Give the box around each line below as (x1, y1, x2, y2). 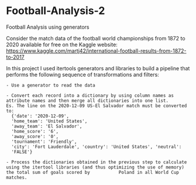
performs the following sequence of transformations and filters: (6, 71, 159, 78)
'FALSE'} (11, 149, 33, 155)
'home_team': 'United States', (11, 118, 88, 124)
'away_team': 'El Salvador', (11, 123, 82, 129)
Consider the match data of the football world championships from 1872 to (6, 35, 185, 42)
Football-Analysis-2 (6, 4, 105, 18)
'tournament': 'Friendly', (11, 139, 77, 145)
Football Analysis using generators (6, 23, 90, 30)
